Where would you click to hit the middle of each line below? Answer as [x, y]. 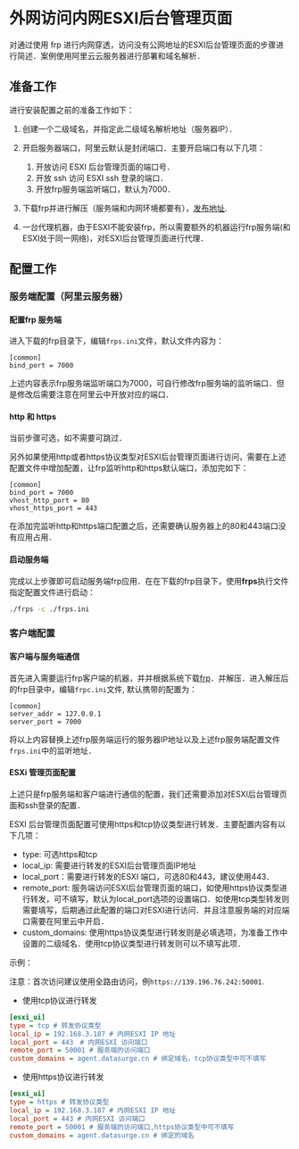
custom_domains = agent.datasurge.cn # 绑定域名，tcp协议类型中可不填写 [138, 1059]
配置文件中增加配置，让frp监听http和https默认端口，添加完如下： [129, 468]
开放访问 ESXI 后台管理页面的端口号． [105, 167]
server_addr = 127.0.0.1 [55, 714]
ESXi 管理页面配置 [42, 773]
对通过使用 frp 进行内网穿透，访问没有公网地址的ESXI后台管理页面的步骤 [143, 45]
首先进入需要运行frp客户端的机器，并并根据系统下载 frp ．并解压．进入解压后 [149, 678]
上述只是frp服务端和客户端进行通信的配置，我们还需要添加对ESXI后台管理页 [148, 794]
